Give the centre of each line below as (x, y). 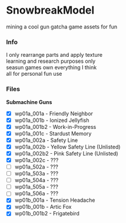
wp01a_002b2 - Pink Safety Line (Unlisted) (67, 153)
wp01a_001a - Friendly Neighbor (54, 114)
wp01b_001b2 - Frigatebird (47, 214)
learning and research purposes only (51, 61)
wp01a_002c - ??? (37, 160)
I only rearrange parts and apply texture (54, 55)
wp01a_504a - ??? (37, 180)
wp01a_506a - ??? (37, 193)
